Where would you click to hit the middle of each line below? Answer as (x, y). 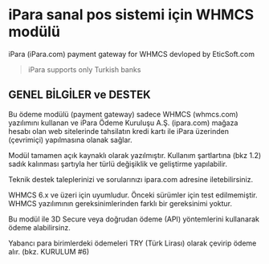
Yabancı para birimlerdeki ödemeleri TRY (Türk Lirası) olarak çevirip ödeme (132, 243)
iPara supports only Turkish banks (84, 69)
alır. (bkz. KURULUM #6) (49, 251)
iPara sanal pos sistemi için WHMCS (131, 15)
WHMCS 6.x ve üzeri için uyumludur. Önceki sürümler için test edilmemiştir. (133, 195)
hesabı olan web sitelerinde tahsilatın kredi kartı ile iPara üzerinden (118, 131)
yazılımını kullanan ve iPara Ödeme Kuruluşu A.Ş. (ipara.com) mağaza (123, 123)
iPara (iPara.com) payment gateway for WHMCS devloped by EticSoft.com (132, 54)
